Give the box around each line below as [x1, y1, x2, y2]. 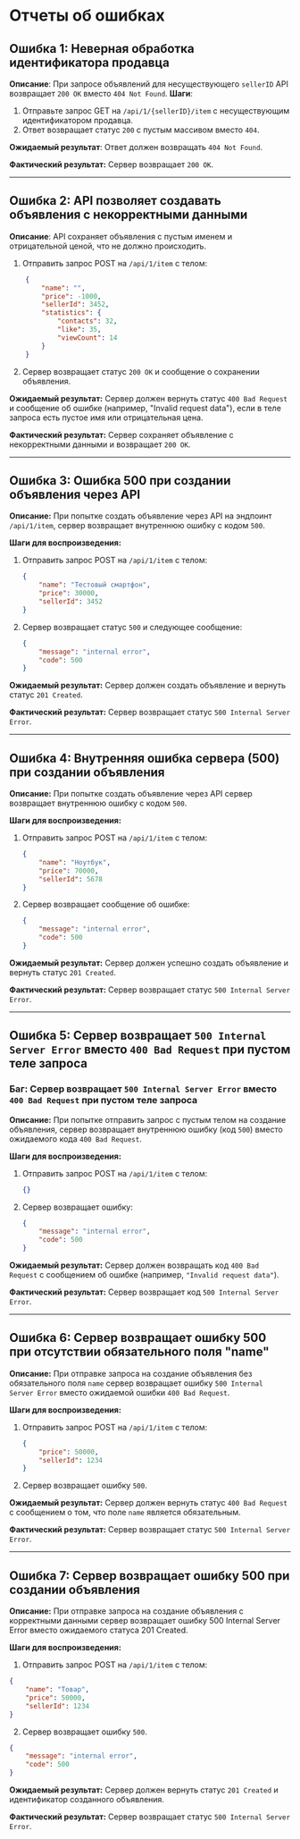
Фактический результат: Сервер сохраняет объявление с [9, 429, 234, 440]
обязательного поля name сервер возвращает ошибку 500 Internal [9, 1378, 263, 1388]
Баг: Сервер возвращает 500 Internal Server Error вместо [9, 1083, 277, 1095]
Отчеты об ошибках [9, 5, 165, 26]
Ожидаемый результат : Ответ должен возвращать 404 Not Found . [9, 142, 263, 152]
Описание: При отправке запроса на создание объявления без [9, 1368, 253, 1379]
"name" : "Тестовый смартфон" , [38, 580, 151, 590]
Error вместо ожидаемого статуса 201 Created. [9, 1624, 188, 1636]
